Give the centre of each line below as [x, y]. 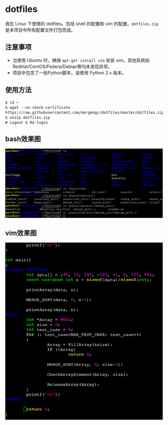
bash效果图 [23, 139]
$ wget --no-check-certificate [38, 107]
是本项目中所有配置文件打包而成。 [40, 30]
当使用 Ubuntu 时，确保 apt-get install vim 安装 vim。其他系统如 [81, 60]
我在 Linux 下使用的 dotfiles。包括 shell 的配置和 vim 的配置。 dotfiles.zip [82, 23]
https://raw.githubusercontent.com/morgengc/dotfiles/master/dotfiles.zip [85, 112]
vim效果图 [21, 233]
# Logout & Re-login [27, 122]
